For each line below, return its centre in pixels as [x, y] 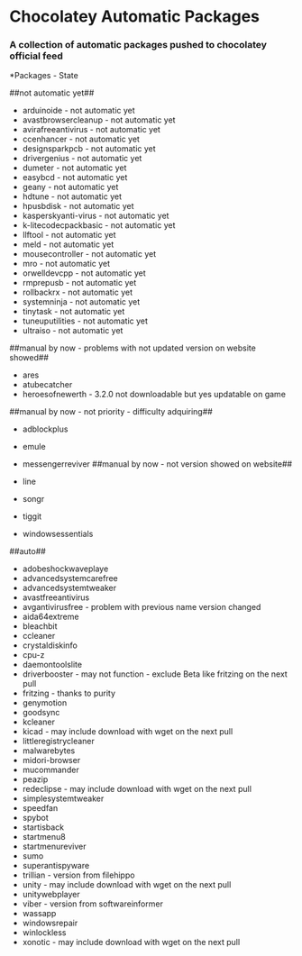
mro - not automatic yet [66, 264]
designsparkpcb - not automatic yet [89, 149]
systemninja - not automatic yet [81, 302]
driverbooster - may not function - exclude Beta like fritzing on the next [155, 674]
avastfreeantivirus [56, 597]
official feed [36, 56]
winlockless [44, 933]
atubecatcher [47, 385]
